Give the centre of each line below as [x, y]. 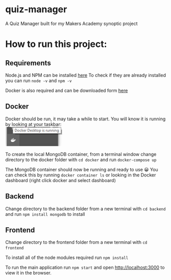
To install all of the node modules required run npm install [67, 258]
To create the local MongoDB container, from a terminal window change [81, 154]
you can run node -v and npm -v [39, 81]
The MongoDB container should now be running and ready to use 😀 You [82, 169]
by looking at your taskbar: [33, 124]
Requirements [28, 63]
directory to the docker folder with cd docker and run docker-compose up [81, 160]
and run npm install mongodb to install [45, 214]
